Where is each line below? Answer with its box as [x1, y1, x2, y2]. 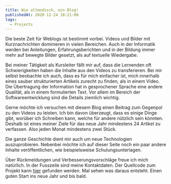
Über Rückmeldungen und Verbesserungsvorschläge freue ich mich [5, 157, 149, 163]
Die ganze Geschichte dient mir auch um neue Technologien [5, 136, 133, 142]
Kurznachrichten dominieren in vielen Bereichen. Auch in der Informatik [5, 41, 156, 48]
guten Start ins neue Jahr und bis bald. [5, 173, 87, 179]
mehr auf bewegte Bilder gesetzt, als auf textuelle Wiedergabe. [5, 52, 138, 58]
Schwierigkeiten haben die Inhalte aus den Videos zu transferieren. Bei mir [5, 67, 162, 74]
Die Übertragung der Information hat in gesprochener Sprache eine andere [5, 84, 163, 90]
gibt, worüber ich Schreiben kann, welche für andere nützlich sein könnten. [5, 116, 163, 122]
